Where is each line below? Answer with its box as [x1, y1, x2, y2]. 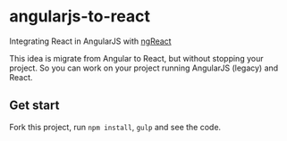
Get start [9, 98, 60, 113]
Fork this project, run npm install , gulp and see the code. [9, 121, 222, 132]
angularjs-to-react [9, 6, 150, 27]
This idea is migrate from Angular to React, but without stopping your [9, 53, 264, 63]
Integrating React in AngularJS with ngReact [9, 36, 172, 46]
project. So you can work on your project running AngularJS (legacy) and [9, 62, 279, 73]
